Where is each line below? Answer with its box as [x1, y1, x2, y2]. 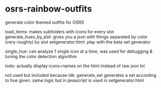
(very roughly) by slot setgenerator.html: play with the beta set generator [5, 39, 151, 44]
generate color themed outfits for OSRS [5, 19, 84, 25]
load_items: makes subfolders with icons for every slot [5, 29, 114, 34]
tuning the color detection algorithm [5, 53, 77, 59]
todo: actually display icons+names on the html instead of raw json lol [5, 63, 145, 69]
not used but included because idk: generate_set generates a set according [5, 72, 157, 78]
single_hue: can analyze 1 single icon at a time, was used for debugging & [5, 48, 153, 54]
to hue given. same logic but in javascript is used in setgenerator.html [5, 77, 144, 83]
